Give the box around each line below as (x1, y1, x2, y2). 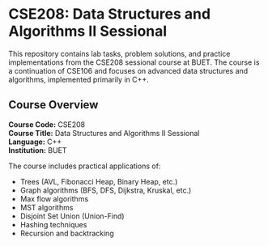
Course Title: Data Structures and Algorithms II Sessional (8, 128, 200, 138)
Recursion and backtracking (19, 228, 115, 238)
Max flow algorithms (19, 193, 89, 203)
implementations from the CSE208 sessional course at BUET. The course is (8, 57, 260, 67)
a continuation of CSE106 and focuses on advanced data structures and (8, 66, 249, 75)
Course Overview (8, 98, 99, 112)
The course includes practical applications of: (8, 161, 161, 171)
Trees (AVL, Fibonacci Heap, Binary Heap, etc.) (19, 176, 178, 186)
